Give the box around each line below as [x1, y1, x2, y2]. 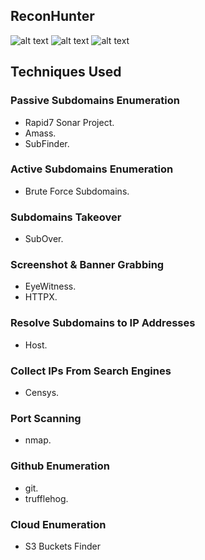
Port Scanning [10, 411, 82, 425]
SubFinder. [24, 137, 70, 149]
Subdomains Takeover [10, 210, 122, 224]
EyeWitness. [24, 280, 77, 293]
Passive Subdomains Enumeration [10, 94, 180, 108]
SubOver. [24, 233, 64, 245]
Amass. [24, 127, 57, 139]
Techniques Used [10, 64, 122, 81]
